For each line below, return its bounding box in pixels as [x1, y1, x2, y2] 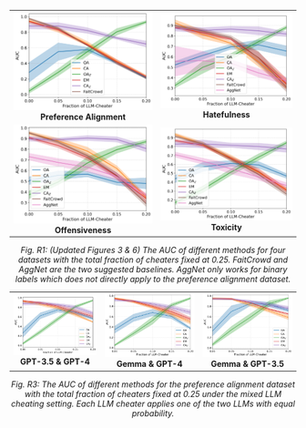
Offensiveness [54, 224, 112, 235]
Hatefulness [202, 108, 250, 119]
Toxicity [210, 222, 243, 233]
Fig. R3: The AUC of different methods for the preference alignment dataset [10, 379, 296, 390]
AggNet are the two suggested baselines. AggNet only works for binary [18, 264, 288, 275]
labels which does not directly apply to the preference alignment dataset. [15, 274, 291, 285]
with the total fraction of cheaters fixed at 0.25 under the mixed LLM [24, 388, 282, 399]
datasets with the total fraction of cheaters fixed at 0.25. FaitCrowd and [17, 254, 289, 265]
